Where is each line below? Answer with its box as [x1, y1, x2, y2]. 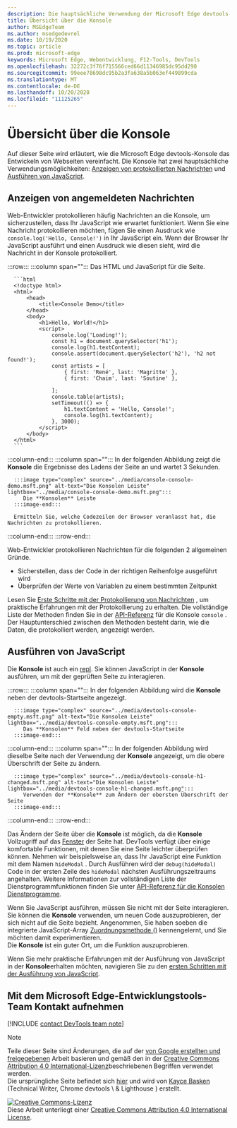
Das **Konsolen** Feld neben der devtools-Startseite [23, 725, 185, 733]
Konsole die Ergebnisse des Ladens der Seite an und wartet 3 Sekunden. [7, 462, 220, 471]
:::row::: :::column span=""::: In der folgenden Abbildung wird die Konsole [7, 685, 221, 694]
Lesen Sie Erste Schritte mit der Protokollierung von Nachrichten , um [7, 595, 209, 604]
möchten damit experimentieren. [7, 933, 102, 942]
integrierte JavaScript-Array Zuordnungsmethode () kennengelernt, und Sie [7, 925, 227, 934]
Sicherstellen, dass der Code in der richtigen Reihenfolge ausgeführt [17, 566, 217, 575]
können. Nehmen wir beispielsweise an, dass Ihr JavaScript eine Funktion [7, 852, 221, 860]
